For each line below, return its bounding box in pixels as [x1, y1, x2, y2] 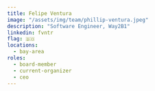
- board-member [13, 61, 57, 68]
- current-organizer [13, 67, 72, 74]
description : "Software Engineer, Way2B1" [7, 23, 130, 29]
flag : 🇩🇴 [7, 36, 36, 42]
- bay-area [13, 49, 45, 55]
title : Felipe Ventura [7, 10, 72, 17]
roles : [7, 55, 26, 62]
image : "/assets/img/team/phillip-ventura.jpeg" [7, 16, 149, 23]
